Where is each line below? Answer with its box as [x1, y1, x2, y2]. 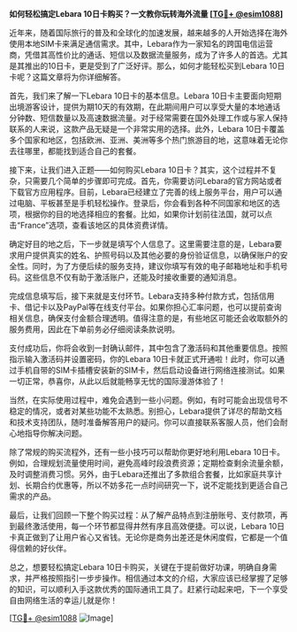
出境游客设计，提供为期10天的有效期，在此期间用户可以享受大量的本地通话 [9, 102, 281, 112]
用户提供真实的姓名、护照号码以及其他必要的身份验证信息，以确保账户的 [16, 250, 280, 260]
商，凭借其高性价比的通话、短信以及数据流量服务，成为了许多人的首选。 [9, 50, 272, 60]
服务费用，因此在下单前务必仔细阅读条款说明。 [9, 324, 179, 335]
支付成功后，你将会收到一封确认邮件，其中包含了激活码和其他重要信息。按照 [9, 343, 288, 353]
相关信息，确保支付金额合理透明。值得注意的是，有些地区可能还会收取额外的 [9, 313, 288, 323]
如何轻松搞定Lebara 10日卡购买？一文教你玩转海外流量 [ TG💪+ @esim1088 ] [9, 9, 284, 19]
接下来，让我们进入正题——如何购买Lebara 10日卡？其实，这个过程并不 [9, 165, 270, 175]
